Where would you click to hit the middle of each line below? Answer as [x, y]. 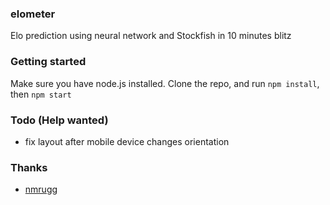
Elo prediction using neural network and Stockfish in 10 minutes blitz [151, 36]
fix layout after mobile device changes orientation [127, 141]
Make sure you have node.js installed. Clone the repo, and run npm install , [165, 83]
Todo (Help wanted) [59, 120]
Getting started [48, 62]
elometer [33, 14]
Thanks [29, 167]
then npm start [41, 94]
